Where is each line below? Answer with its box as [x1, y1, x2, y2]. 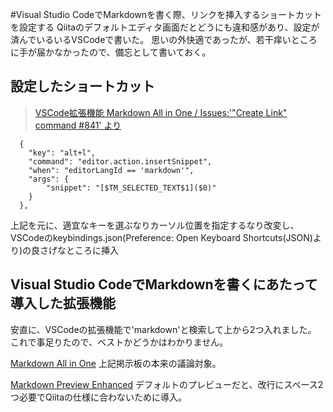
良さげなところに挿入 [31, 244, 120, 256]
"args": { [28, 174, 70, 184]
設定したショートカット [10, 78, 155, 95]
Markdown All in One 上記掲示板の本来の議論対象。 [10, 357, 222, 369]
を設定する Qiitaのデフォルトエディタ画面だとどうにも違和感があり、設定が [10, 21, 320, 33]
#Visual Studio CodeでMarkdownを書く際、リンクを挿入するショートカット [10, 9, 323, 20]
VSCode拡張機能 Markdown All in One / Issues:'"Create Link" [34, 106, 288, 118]
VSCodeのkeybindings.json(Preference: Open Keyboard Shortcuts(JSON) [10, 231, 313, 243]
